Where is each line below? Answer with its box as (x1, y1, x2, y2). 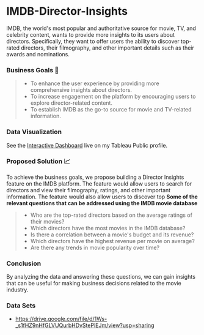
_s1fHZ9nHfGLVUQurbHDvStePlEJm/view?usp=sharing (15, 322, 155, 329)
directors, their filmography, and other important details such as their (21, 44, 194, 51)
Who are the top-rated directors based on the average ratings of (30, 211, 192, 219)
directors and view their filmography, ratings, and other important (6, 186, 171, 194)
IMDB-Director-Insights (6, 4, 128, 18)
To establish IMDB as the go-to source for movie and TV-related (30, 106, 192, 113)
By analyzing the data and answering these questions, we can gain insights (6, 273, 195, 280)
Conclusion (6, 259, 42, 268)
